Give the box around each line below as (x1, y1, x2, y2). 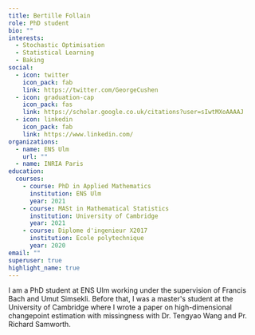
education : (8, 167, 45, 175)
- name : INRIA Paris (15, 160, 84, 168)
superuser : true (8, 256, 62, 264)
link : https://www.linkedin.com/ (22, 130, 134, 138)
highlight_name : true (8, 264, 80, 272)
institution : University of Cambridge (29, 212, 159, 220)
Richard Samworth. (8, 320, 72, 329)
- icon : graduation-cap (15, 93, 94, 101)
